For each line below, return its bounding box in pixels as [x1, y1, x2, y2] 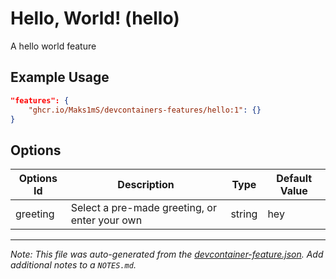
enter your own [70, 213, 143, 227]
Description [117, 178, 175, 192]
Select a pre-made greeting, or [70, 201, 217, 215]
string [230, 207, 258, 221]
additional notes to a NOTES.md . [10, 259, 137, 271]
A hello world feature [10, 40, 97, 52]
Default [276, 172, 313, 186]
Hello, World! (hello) [10, 7, 180, 30]
